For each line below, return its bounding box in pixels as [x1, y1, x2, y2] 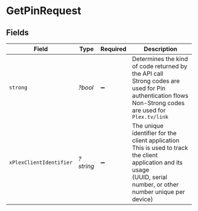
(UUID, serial [132, 173, 168, 181]
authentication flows [132, 92, 189, 99]
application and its [132, 159, 183, 166]
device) [132, 195, 153, 203]
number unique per [132, 188, 186, 196]
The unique [132, 122, 164, 130]
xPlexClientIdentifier [9, 159, 72, 166]
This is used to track [132, 144, 189, 152]
